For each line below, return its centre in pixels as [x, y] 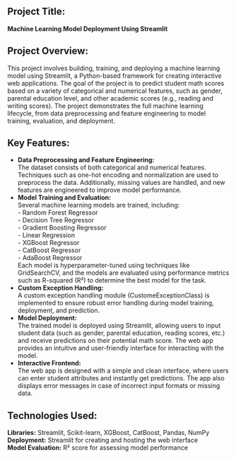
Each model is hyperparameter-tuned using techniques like [104, 266]
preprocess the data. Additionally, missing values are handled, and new [121, 183]
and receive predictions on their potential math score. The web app [115, 341]
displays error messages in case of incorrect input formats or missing [119, 386]
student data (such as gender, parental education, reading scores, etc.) [121, 333]
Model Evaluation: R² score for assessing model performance [98, 448]
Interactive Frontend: [49, 363]
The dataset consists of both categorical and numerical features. [112, 168]
